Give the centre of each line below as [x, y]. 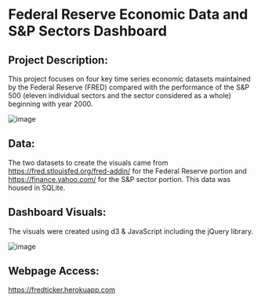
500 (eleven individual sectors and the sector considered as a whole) [120, 95]
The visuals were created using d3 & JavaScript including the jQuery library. [131, 231]
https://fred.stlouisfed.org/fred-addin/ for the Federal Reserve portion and [127, 171]
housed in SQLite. [37, 187]
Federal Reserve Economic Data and [128, 15]
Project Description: [58, 60]
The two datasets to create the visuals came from [88, 162]
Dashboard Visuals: [57, 212]
